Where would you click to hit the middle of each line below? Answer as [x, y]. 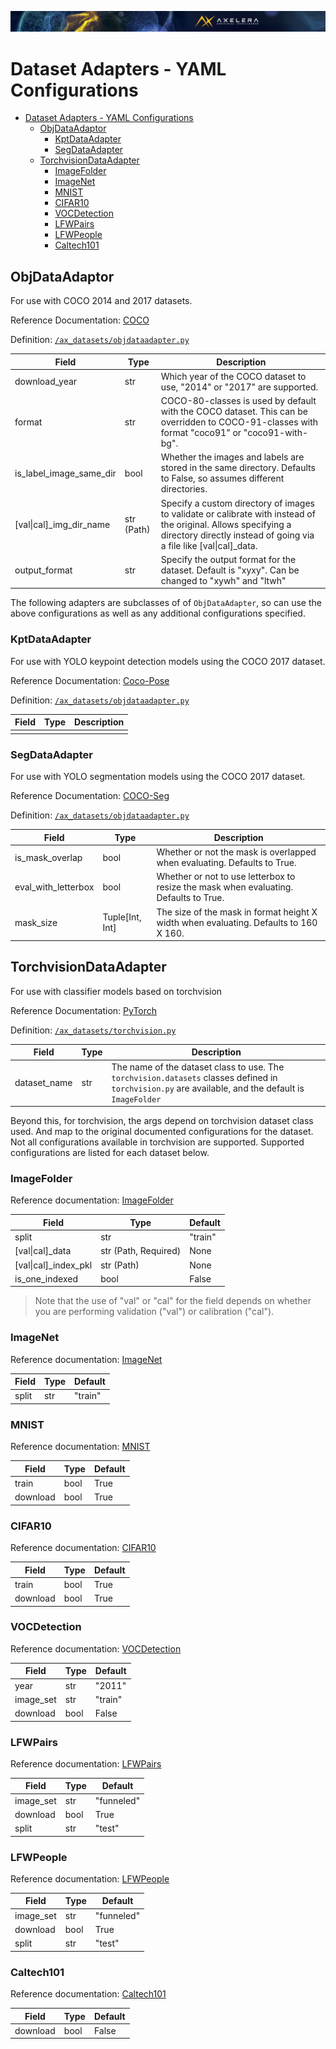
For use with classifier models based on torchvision [116, 991]
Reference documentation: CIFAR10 [83, 1548]
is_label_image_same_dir [65, 473]
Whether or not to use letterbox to [226, 877]
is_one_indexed [46, 1278]
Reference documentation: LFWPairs [86, 1763]
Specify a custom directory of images [237, 503]
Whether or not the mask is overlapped [236, 852]
